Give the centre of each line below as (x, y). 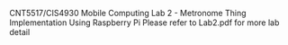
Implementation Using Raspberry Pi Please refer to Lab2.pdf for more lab (144, 22)
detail (20, 32)
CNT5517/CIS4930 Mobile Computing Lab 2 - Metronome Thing (128, 13)
